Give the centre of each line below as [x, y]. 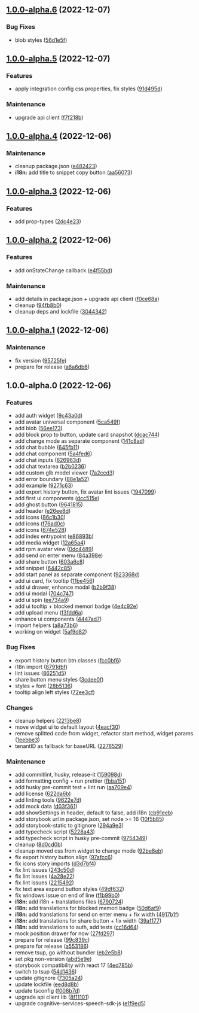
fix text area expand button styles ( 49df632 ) [69, 889]
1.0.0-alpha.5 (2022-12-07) [58, 59]
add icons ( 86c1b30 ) [40, 518]
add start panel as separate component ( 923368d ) [77, 574]
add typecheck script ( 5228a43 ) [55, 832]
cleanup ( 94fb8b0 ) [38, 305]
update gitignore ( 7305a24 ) [49, 978]
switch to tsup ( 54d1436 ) [46, 972]
